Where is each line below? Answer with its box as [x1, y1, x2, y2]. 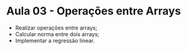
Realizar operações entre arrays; [15, 24, 97, 31]
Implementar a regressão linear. [15, 37, 95, 44]
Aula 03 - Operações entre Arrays [6, 4, 182, 18]
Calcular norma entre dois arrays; [15, 30, 99, 37]
